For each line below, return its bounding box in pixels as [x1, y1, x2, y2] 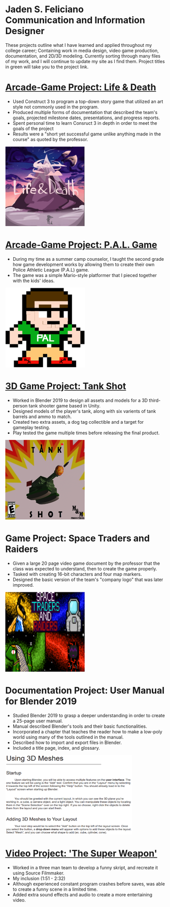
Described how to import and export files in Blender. [12, 739, 122, 746]
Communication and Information [5, 14, 146, 26]
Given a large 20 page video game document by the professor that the [12, 560, 160, 566]
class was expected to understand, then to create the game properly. [12, 565, 157, 571]
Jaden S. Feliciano [5, 4, 84, 15]
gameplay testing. [12, 424, 50, 430]
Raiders [5, 543, 39, 555]
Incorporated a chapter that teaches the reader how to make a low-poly [12, 728, 162, 734]
